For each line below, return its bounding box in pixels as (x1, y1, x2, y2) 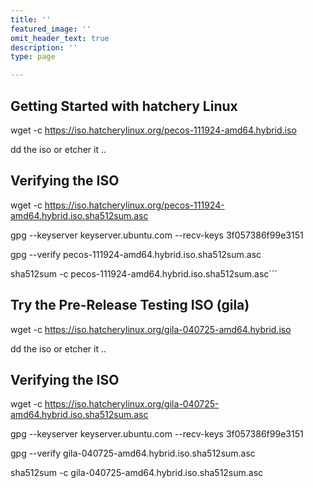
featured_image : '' (10, 24, 92, 34)
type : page (10, 52, 56, 62)
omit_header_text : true (10, 33, 110, 43)
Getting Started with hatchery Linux (10, 97, 238, 115)
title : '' (10, 14, 52, 25)
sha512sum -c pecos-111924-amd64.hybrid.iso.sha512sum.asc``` (10, 267, 278, 280)
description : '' (10, 42, 78, 53)
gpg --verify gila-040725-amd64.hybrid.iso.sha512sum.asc (10, 447, 256, 460)
